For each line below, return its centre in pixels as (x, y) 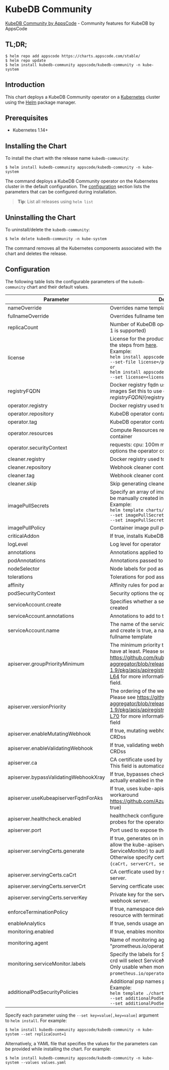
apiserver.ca (23, 763)
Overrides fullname (133, 316)
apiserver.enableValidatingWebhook (50, 748)
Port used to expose (134, 830)
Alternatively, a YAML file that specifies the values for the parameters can (81, 1043)
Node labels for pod (133, 569)
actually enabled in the (137, 780)
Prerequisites (27, 118)
